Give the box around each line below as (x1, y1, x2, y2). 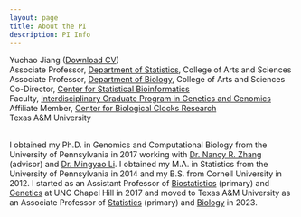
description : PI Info (9, 30, 91, 39)
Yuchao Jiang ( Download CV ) (9, 55, 120, 66)
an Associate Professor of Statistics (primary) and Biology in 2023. (9, 197, 258, 208)
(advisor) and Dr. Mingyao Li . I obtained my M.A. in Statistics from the (9, 159, 268, 170)
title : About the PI (9, 22, 88, 31)
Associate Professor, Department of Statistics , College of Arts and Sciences (9, 64, 292, 75)
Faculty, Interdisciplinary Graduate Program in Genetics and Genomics (9, 93, 271, 104)
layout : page (9, 13, 59, 23)
